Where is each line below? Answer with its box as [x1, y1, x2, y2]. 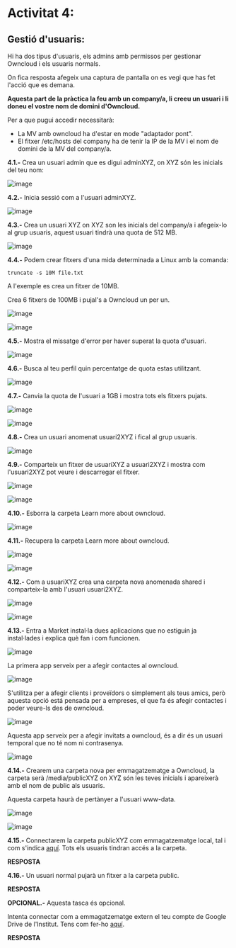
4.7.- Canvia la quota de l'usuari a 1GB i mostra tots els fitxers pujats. [7, 392, 208, 400]
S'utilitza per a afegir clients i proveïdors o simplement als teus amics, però [7, 689, 226, 697]
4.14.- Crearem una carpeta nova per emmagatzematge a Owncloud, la [7, 767, 215, 774]
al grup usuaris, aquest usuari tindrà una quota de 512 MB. [7, 228, 178, 237]
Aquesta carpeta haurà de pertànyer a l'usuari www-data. [7, 795, 176, 803]
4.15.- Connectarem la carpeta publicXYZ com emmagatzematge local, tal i [7, 836, 226, 845]
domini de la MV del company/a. [17, 145, 112, 153]
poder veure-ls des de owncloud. [7, 704, 105, 712]
